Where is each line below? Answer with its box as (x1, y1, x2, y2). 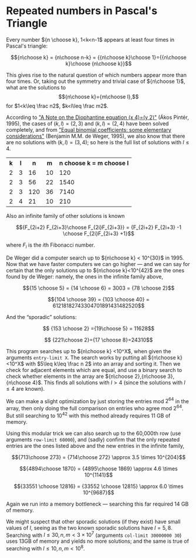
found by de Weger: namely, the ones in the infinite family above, (6, 273, 163, 280)
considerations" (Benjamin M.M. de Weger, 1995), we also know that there (6, 132, 185, 139)
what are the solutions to (6, 84, 66, 91)
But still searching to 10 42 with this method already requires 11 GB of (6, 411, 171, 419)
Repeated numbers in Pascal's (6, 4, 157, 18)
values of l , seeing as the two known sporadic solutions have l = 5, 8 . (6, 524, 173, 531)
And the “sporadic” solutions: (6, 313, 77, 320)
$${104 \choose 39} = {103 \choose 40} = (48, 295, 150, 303)
